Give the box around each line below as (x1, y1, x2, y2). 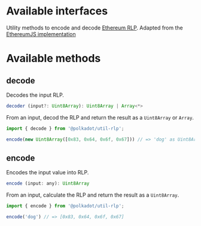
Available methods (6, 52, 101, 66)
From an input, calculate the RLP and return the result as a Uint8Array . (6, 191, 179, 199)
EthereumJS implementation (6, 30, 76, 37)
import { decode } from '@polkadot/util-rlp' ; (6, 125, 124, 132)
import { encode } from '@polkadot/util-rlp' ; (6, 203, 124, 209)
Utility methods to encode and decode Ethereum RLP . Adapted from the (6, 24, 184, 31)
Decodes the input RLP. (6, 91, 65, 99)
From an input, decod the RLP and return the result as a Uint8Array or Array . (6, 114, 194, 121)
